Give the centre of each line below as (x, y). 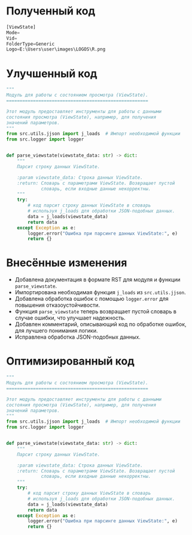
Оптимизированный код (70, 361)
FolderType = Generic (31, 44)
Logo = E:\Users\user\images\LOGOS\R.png (56, 49)
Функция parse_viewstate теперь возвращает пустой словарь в (95, 312)
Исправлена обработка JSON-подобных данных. (77, 337)
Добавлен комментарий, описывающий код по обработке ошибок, (100, 324)
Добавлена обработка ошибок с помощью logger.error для (92, 299)
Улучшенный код (52, 74)
